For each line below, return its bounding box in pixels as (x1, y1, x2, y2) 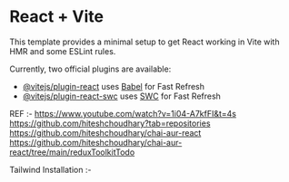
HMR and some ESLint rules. (9, 45, 116, 56)
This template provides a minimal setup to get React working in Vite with (9, 36, 280, 47)
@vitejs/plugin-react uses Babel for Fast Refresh (22, 81, 205, 91)
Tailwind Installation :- (9, 164, 92, 175)
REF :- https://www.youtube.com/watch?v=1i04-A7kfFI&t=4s (9, 108, 237, 119)
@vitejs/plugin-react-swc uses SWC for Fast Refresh (22, 91, 221, 101)
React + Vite (9, 6, 105, 27)
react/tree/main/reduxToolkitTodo (9, 147, 135, 158)
